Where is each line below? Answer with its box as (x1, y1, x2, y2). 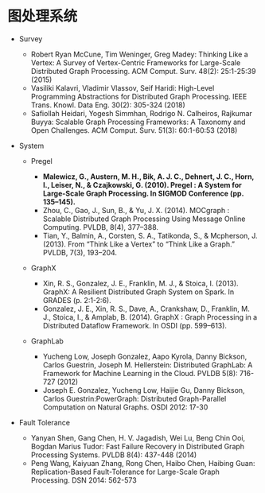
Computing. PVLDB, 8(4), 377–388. (42, 222, 159, 231)
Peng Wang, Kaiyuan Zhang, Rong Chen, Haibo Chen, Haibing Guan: (30, 458, 255, 468)
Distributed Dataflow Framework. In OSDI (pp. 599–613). (42, 320, 228, 330)
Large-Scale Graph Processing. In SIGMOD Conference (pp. (42, 188, 244, 198)
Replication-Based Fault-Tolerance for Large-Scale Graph (30, 467, 220, 476)
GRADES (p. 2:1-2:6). (42, 295, 112, 305)
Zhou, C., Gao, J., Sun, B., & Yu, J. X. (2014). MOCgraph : (42, 205, 230, 215)
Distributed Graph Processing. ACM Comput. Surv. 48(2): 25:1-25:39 (30, 66, 256, 76)
